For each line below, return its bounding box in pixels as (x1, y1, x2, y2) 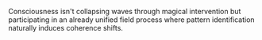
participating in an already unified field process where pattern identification (8, 15, 256, 24)
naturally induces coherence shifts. (8, 24, 123, 32)
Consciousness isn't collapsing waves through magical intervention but (8, 7, 241, 16)
